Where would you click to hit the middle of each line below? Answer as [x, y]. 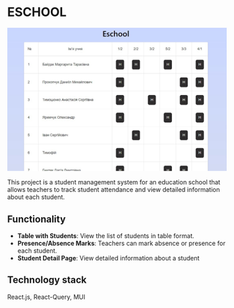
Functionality [37, 219]
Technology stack [47, 280]
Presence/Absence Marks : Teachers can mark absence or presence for [121, 243]
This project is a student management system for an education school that [114, 182]
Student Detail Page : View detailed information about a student [108, 258]
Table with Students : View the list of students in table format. [106, 236]
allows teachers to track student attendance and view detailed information [114, 190]
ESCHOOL [37, 12]
